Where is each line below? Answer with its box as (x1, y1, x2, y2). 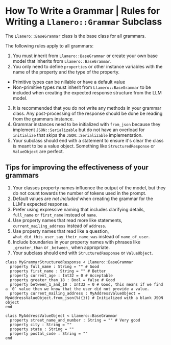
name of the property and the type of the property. (12, 69, 120, 75)
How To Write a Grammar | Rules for (5, 5, 160, 17)
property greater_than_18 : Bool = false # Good (10, 277, 115, 283)
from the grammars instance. (12, 115, 74, 122)
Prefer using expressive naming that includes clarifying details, (12, 206, 145, 212)
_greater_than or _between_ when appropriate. (12, 244, 110, 250)
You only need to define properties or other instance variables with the (12, 63, 163, 69)
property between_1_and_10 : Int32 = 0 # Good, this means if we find (10, 282, 163, 287)
